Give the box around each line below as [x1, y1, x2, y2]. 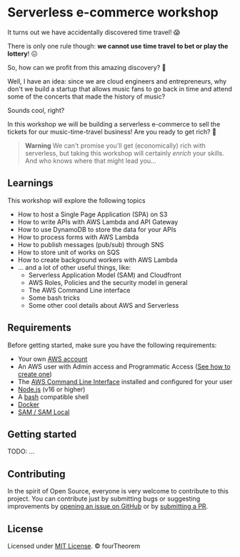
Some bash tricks [28, 293, 80, 302]
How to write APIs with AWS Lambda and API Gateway [17, 217, 179, 226]
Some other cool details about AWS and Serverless [28, 301, 179, 309]
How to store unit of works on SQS [17, 248, 120, 256]
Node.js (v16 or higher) [17, 385, 86, 393]
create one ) [17, 369, 52, 378]
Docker [17, 400, 40, 408]
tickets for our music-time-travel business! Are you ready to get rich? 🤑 [7, 127, 216, 136]
